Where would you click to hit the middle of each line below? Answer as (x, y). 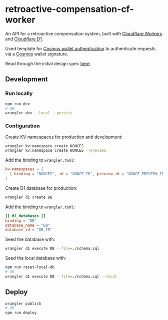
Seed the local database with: (36, 258)
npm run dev (17, 104)
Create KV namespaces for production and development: (64, 137)
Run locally (19, 93)
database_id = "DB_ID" (29, 230)
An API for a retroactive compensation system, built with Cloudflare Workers (84, 33)
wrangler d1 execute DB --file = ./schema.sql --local (61, 276)
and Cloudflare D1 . (24, 39)
